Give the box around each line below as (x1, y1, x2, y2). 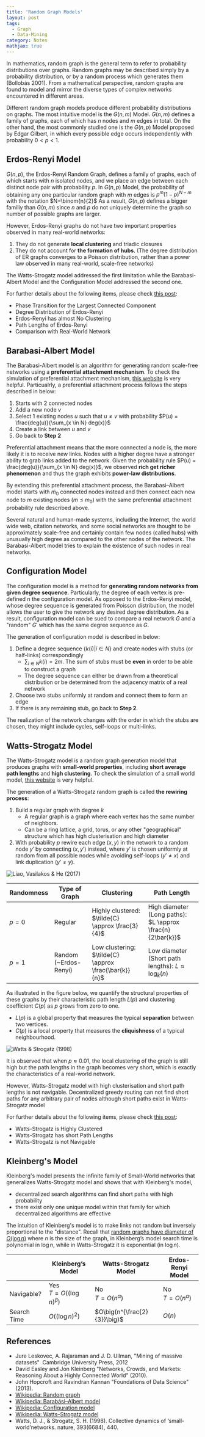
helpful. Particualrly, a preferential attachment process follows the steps (6, 381, 187, 388)
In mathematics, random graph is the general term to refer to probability (6, 59, 187, 67)
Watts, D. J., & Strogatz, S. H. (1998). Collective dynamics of (15, 1417, 167, 1425)
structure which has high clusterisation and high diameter (24, 832, 169, 840)
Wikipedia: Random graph (15, 1391, 81, 1399)
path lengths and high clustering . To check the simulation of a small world (6, 770, 195, 777)
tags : (6, 20, 20, 26)
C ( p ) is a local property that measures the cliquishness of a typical (15, 1027, 184, 1035)
